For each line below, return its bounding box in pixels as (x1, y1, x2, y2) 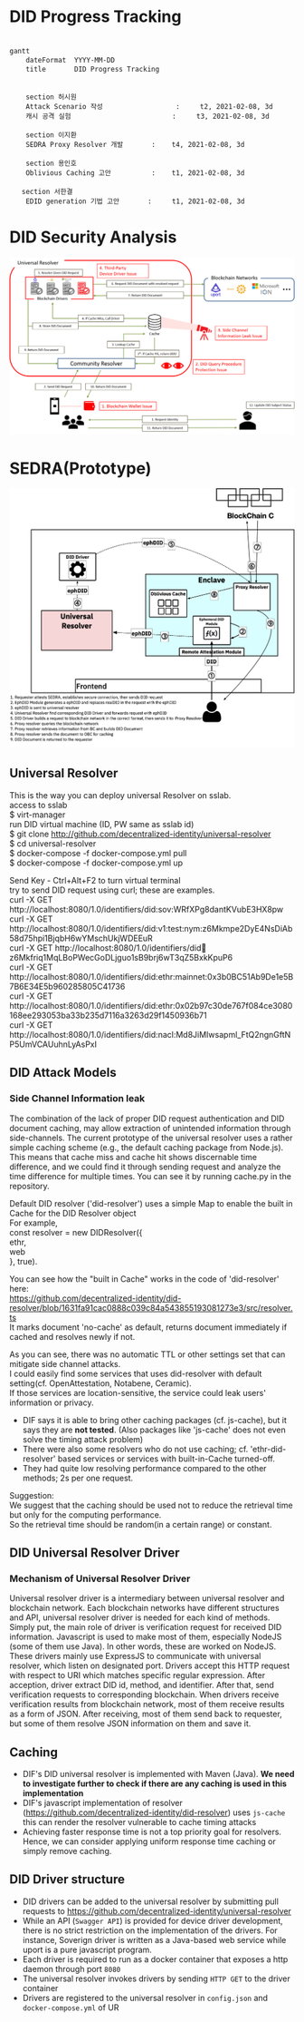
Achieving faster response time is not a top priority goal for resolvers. (22, 1826, 282, 1838)
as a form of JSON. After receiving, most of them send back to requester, (9, 1708, 282, 1720)
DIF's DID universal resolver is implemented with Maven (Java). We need (22, 1769, 295, 1780)
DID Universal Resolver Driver (9, 1545, 180, 1560)
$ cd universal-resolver (9, 837, 97, 849)
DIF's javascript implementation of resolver (22, 1798, 183, 1809)
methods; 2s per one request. (22, 1472, 134, 1483)
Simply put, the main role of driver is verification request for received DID (9, 1622, 282, 1633)
